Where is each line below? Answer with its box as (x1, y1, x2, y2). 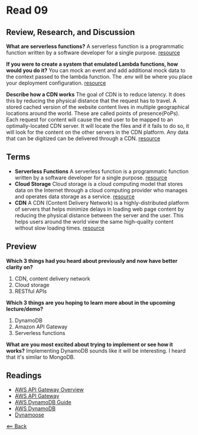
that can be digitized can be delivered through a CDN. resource (6, 135, 161, 142)
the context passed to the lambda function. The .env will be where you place (6, 73, 193, 80)
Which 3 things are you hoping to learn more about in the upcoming (6, 299, 176, 306)
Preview (6, 241, 37, 252)
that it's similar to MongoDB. (6, 353, 75, 360)
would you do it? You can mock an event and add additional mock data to (6, 67, 186, 74)
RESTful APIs (14, 288, 47, 295)
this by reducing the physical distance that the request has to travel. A (6, 97, 177, 104)
